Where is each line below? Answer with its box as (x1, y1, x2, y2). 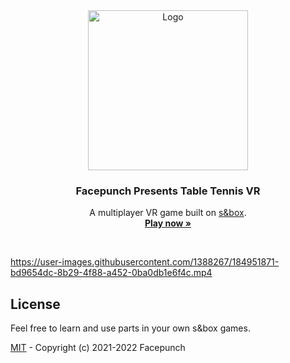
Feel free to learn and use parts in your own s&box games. (10, 322, 251, 334)
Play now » (144, 217, 192, 229)
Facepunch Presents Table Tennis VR (75, 184, 261, 198)
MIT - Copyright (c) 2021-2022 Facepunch (10, 342, 186, 354)
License (10, 295, 61, 313)
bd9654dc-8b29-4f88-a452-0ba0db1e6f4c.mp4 (10, 267, 213, 279)
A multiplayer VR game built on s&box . (89, 207, 247, 219)
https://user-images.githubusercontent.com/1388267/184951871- (10, 256, 280, 268)
